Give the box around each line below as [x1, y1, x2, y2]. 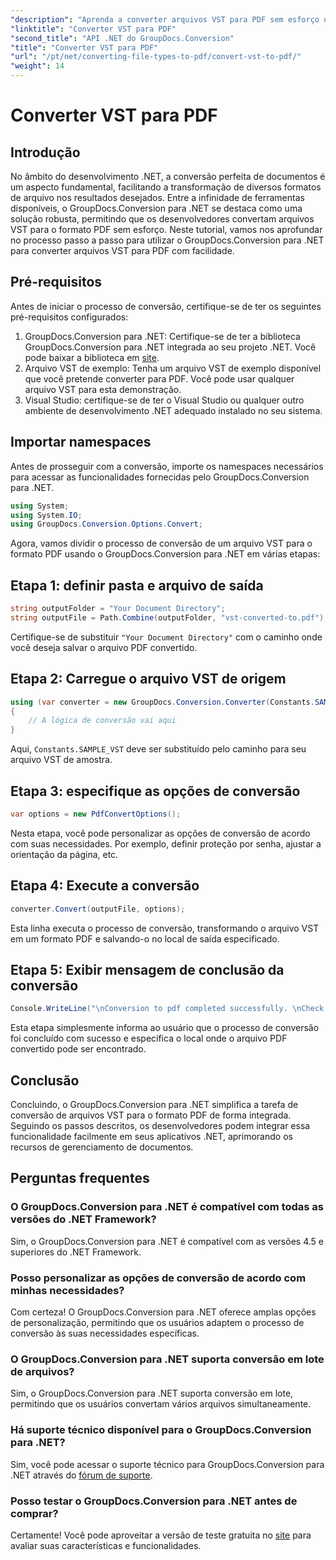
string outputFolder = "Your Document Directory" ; [10, 604, 226, 614]
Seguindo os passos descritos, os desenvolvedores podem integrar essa [10, 1120, 311, 1131]
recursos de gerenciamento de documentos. [10, 1141, 194, 1153]
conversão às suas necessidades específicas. [10, 1327, 200, 1339]
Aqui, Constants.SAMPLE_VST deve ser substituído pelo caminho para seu [10, 743, 307, 755]
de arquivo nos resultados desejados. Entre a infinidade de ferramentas [10, 192, 305, 203]
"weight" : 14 [10, 61, 65, 71]
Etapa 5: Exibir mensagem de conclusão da [10, 961, 285, 978]
